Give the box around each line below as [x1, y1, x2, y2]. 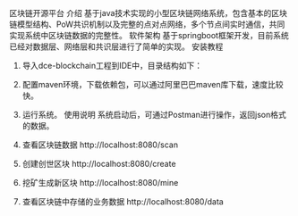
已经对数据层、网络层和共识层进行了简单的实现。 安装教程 [9, 41, 224, 52]
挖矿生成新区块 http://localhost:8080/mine [21, 178, 179, 187]
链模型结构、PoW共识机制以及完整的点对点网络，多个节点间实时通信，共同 [9, 19, 285, 29]
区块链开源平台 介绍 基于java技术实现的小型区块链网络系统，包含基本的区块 [9, 8, 288, 18]
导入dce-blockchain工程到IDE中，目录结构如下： [21, 61, 203, 71]
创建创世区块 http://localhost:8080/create [21, 159, 176, 169]
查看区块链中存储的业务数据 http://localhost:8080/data [21, 196, 224, 207]
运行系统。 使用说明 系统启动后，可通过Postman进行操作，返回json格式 [21, 110, 286, 120]
